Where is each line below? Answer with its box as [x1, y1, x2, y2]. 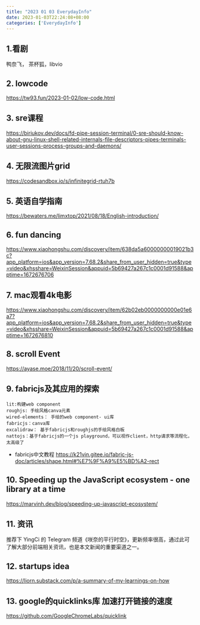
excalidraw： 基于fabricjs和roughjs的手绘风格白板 [6, 427, 125, 433]
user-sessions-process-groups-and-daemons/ [6, 142, 122, 149]
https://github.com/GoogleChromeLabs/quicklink [6, 612, 127, 619]
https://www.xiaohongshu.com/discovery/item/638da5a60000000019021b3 [6, 246, 194, 253]
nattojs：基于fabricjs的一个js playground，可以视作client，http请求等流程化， [6, 433, 192, 439]
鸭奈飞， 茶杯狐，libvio [6, 61, 63, 68]
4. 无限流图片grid [6, 161, 70, 171]
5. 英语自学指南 [6, 196, 63, 207]
